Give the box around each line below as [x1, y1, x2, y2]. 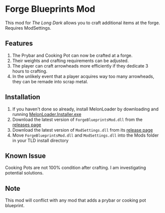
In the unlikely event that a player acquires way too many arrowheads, [12, 73, 155, 79]
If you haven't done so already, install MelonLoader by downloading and [12, 106, 159, 112]
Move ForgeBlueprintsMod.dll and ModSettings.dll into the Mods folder [12, 132, 159, 138]
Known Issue [5, 151, 46, 160]
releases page [12, 122, 41, 128]
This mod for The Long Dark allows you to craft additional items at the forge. [5, 20, 160, 26]
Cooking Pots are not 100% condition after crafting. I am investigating [5, 165, 146, 171]
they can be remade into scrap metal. [12, 78, 89, 84]
